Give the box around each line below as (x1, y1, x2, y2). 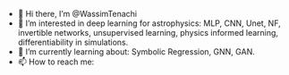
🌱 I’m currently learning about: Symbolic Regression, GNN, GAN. (17, 46, 255, 57)
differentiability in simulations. (17, 37, 129, 47)
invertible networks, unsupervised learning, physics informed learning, (17, 28, 279, 37)
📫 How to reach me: (17, 56, 95, 67)
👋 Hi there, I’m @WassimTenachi (17, 9, 138, 19)
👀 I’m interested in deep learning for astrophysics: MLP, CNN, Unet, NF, (17, 18, 281, 29)
